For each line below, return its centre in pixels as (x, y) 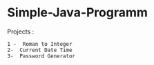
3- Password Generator (41, 56)
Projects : (21, 31)
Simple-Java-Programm (78, 13)
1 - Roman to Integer (40, 44)
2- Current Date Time (40, 50)
